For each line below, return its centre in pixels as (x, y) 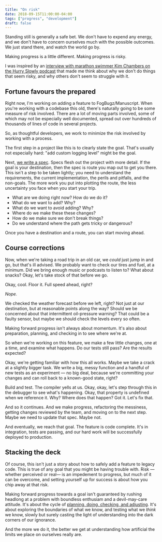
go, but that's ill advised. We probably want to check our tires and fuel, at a (80, 264)
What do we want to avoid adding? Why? (53, 208)
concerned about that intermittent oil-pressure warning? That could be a (77, 313)
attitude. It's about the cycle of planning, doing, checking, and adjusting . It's (81, 504)
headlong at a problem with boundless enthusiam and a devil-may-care (76, 499)
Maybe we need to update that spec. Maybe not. (53, 417)
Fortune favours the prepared (50, 91)
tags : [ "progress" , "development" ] (41, 18)
